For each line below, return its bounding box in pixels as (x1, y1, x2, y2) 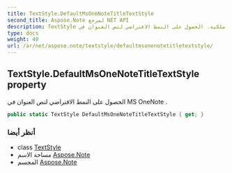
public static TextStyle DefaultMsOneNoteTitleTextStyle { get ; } (7, 110, 204, 118)
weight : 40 (7, 36, 39, 43)
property (7, 79, 47, 91)
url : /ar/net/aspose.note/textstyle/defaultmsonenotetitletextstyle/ (7, 42, 214, 49)
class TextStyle (17, 143, 61, 151)
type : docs (7, 29, 39, 37)
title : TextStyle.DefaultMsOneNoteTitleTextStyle (7, 10, 155, 17)
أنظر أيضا (7, 127, 36, 137)
